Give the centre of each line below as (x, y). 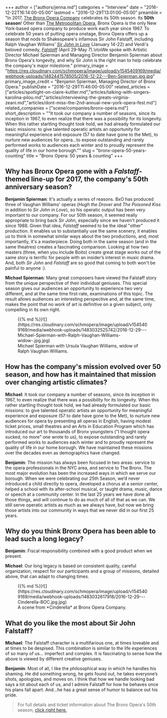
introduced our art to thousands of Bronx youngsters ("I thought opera (77, 431)
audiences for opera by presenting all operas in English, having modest (78, 421)
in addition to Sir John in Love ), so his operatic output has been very (75, 210)
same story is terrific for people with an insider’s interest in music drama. (80, 257)
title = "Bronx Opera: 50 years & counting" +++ (75, 156)
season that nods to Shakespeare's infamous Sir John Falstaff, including (79, 39)
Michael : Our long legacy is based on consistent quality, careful (71, 566)
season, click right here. (42, 710)
